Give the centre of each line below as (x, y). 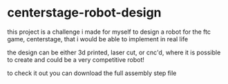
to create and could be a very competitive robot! (76, 59)
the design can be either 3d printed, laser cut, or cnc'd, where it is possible (114, 52)
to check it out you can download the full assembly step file (92, 73)
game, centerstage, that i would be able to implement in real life (98, 39)
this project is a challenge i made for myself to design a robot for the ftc (109, 32)
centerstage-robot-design (84, 13)
